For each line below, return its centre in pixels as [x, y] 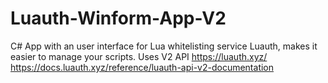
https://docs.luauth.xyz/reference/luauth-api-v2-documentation [142, 67]
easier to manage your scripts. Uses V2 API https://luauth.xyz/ [139, 56]
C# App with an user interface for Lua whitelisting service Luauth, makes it [164, 46]
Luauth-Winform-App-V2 [118, 18]
